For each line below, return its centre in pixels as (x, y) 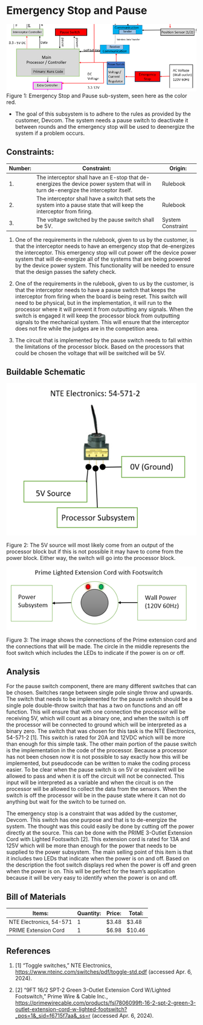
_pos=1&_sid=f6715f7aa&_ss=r (53, 1016)
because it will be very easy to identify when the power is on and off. (92, 878)
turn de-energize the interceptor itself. (84, 190)
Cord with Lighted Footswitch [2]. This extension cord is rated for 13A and (98, 839)
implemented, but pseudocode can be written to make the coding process (98, 763)
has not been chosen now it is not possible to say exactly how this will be (97, 757)
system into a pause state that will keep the (90, 205)
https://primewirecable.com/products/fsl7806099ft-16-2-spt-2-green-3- (105, 1003)
